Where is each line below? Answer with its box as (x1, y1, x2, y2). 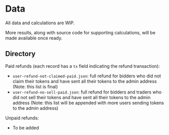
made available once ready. (5, 35, 63, 41)
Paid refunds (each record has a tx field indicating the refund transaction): (5, 63, 160, 69)
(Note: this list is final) (12, 83, 58, 89)
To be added (12, 124, 39, 130)
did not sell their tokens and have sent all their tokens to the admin (12, 94, 151, 100)
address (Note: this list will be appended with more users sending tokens (12, 100, 164, 106)
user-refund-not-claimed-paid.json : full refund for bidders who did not (12, 73, 161, 79)
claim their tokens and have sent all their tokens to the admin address (12, 78, 157, 84)
